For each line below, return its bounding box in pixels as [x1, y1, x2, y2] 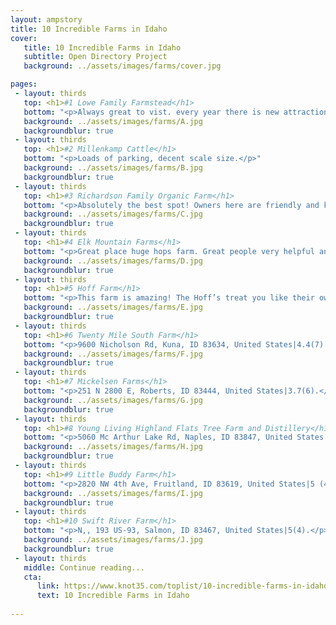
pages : [10, 79, 38, 90]
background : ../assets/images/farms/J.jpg [23, 535, 203, 545]
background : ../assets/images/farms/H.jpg [23, 442, 203, 452]
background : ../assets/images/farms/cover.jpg [23, 61, 222, 71]
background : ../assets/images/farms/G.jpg [23, 395, 203, 405]
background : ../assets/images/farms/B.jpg [23, 163, 203, 173]
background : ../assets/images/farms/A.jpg [23, 116, 203, 126]
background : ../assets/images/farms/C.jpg [23, 209, 203, 220]
